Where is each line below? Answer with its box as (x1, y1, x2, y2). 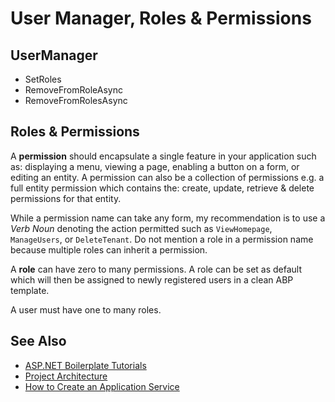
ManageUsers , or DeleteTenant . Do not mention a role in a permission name (10, 233, 314, 245)
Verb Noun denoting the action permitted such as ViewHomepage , (10, 222, 273, 234)
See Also (10, 333, 67, 350)
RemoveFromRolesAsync (24, 95, 128, 106)
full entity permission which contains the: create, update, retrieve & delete (10, 182, 315, 194)
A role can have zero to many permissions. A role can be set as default (10, 263, 303, 275)
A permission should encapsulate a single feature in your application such (10, 150, 317, 162)
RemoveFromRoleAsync (24, 84, 123, 96)
